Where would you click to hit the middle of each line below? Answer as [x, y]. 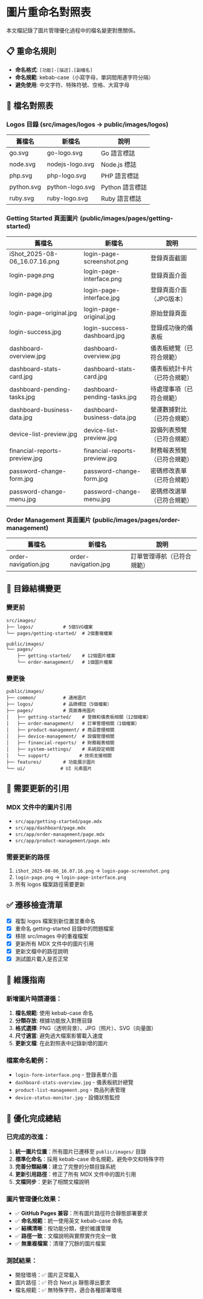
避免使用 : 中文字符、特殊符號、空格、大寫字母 [72, 85]
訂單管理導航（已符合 [161, 557]
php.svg [21, 176]
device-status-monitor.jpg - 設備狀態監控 [68, 1097]
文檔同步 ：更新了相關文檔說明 [52, 1182]
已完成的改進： [28, 1137]
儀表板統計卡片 [172, 368]
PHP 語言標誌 [120, 176]
